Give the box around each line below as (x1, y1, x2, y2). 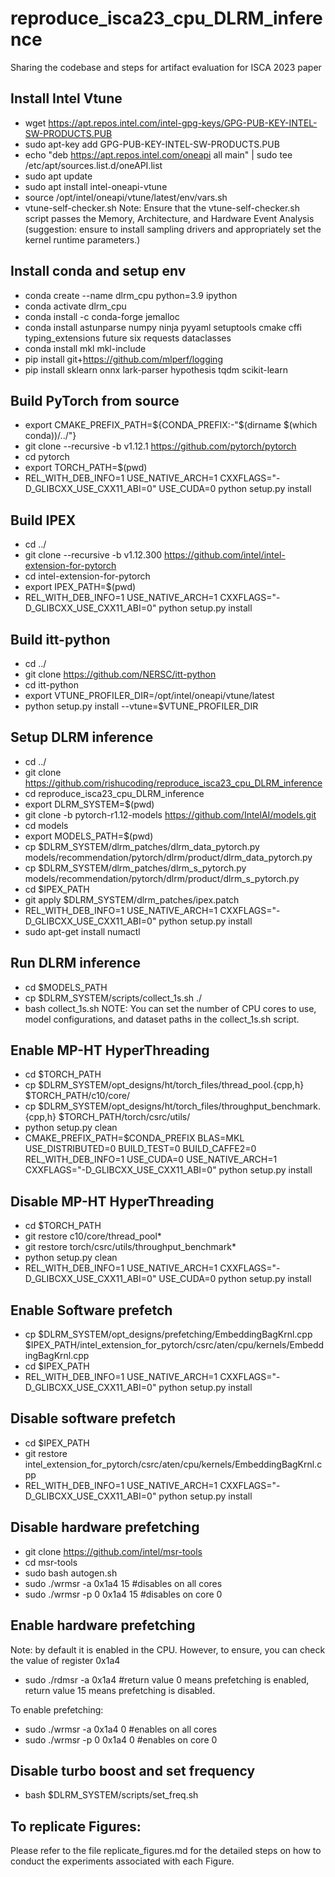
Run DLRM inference (10, 955, 141, 972)
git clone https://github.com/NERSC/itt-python (24, 668, 217, 680)
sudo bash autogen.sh (24, 1567, 118, 1579)
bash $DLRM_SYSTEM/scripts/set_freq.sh (24, 1789, 199, 1801)
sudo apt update (24, 170, 93, 182)
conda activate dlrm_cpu (24, 300, 127, 312)
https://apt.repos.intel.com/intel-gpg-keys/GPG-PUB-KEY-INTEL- (48, 117, 318, 129)
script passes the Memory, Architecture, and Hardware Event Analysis (24, 212, 315, 224)
